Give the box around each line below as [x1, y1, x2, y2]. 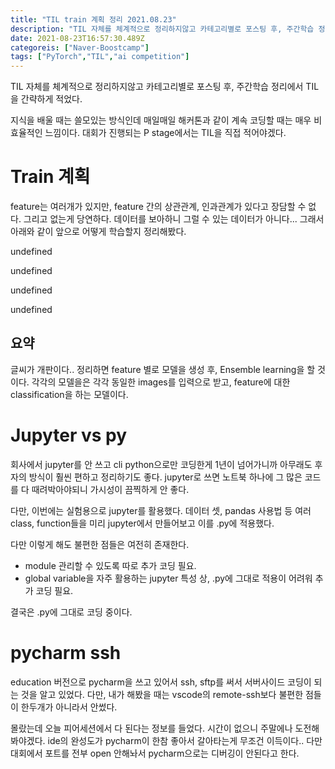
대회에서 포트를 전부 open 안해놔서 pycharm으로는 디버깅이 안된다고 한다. [10, 747, 300, 759]
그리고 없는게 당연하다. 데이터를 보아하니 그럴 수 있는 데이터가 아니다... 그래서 [23, 213, 325, 225]
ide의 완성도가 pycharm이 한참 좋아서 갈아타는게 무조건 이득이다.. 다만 [47, 734, 323, 746]
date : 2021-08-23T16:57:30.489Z [10, 33, 145, 43]
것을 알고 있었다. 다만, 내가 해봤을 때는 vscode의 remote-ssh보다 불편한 [20, 688, 304, 700]
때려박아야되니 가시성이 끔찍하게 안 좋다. [31, 483, 190, 495]
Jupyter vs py [10, 424, 128, 447]
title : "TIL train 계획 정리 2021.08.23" [10, 14, 177, 25]
